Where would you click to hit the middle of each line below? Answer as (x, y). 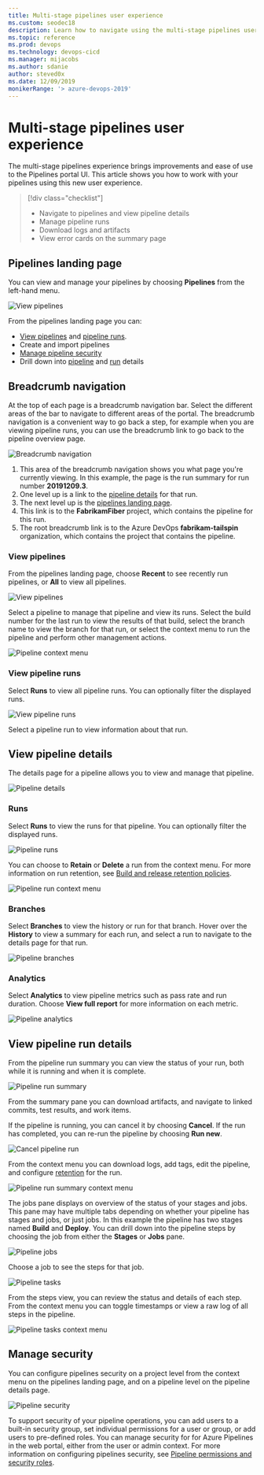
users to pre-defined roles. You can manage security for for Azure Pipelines (131, 1437)
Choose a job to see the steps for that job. (76, 1267)
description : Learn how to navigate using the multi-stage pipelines (125, 30)
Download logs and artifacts (85, 230)
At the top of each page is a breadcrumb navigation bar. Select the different (130, 405)
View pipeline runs (44, 673)
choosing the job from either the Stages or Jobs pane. (96, 1236)
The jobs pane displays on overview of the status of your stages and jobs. (128, 1203)
